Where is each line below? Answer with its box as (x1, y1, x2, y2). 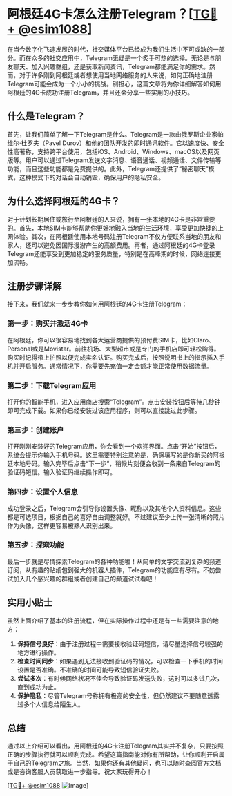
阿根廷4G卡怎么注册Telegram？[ (7, 6, 193, 22)
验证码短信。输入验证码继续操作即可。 (7, 468, 116, 476)
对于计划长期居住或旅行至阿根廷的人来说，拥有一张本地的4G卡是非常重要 (7, 215, 215, 223)
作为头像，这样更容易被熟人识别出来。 (7, 521, 116, 530)
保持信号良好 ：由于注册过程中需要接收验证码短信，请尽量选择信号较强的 (17, 639, 223, 648)
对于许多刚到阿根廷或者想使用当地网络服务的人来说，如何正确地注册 (19, 70, 213, 79)
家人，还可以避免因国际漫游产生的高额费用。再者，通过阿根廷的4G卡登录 (7, 241, 215, 249)
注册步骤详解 (7, 280, 62, 292)
